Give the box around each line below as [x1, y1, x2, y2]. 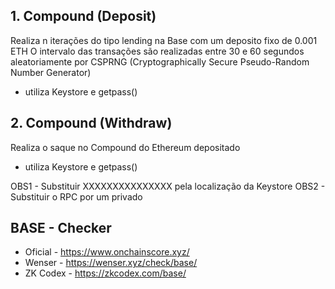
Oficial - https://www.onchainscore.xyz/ [24, 246, 190, 258]
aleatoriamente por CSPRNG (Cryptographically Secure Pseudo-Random [10, 55, 310, 68]
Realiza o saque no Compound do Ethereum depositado [10, 141, 241, 153]
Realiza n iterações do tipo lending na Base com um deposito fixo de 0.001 [10, 34, 318, 46]
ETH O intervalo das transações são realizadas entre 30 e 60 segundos [10, 45, 305, 57]
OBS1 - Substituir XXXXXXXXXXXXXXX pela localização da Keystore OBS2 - [10, 180, 326, 192]
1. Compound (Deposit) [10, 8, 157, 25]
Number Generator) [10, 66, 92, 78]
